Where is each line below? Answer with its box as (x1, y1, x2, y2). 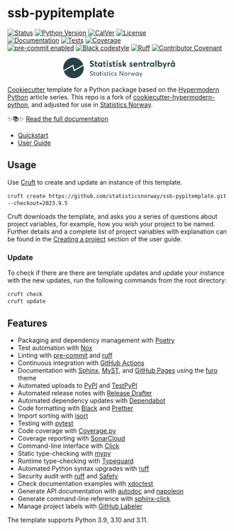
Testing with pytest (17, 419, 74, 427)
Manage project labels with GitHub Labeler (17, 502, 143, 510)
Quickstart (17, 131, 48, 140)
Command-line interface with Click (17, 442, 120, 450)
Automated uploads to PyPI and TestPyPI (17, 381, 138, 390)
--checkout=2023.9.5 (7, 199, 69, 207)
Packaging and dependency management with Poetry (17, 336, 175, 345)
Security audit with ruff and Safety (17, 472, 118, 481)
